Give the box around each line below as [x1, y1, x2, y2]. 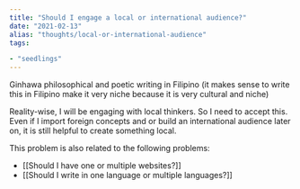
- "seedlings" [9, 55, 63, 64]
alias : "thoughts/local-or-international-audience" [9, 30, 207, 39]
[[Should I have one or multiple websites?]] [22, 160, 181, 171]
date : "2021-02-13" [9, 22, 83, 31]
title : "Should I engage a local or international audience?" [9, 13, 247, 22]
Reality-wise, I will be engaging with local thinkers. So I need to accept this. [9, 106, 288, 117]
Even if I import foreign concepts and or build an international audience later [9, 116, 291, 127]
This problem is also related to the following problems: [9, 143, 210, 154]
